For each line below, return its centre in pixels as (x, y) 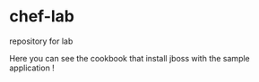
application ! (32, 68)
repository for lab (41, 41)
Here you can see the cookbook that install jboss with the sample (130, 58)
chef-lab (42, 16)
